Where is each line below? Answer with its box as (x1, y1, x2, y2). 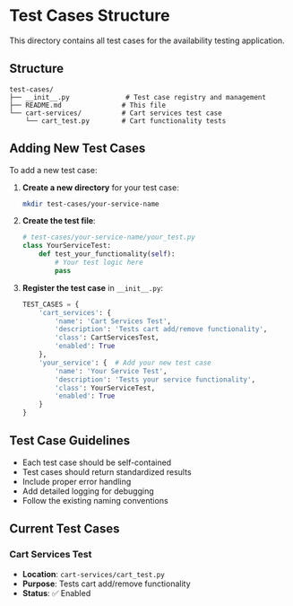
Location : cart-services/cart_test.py (22, 568, 166, 579)
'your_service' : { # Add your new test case (39, 358, 212, 367)
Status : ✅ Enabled (22, 587, 91, 598)
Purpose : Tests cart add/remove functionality (22, 578, 191, 589)
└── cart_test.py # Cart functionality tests (25, 116, 227, 126)
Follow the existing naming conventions (22, 495, 168, 505)
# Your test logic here (55, 258, 143, 268)
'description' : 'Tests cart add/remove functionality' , (55, 325, 268, 334)
